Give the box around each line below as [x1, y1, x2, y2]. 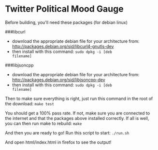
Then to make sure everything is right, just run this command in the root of [5, 96, 153, 101]
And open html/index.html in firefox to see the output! [5, 139, 112, 145]
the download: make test [5, 100, 55, 106]
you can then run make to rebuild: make [5, 120, 82, 126]
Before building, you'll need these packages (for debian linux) [5, 19, 128, 25]
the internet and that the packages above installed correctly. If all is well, [5, 115, 149, 121]
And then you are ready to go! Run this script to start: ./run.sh [5, 130, 129, 135]
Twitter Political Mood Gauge [5, 3, 124, 15]
